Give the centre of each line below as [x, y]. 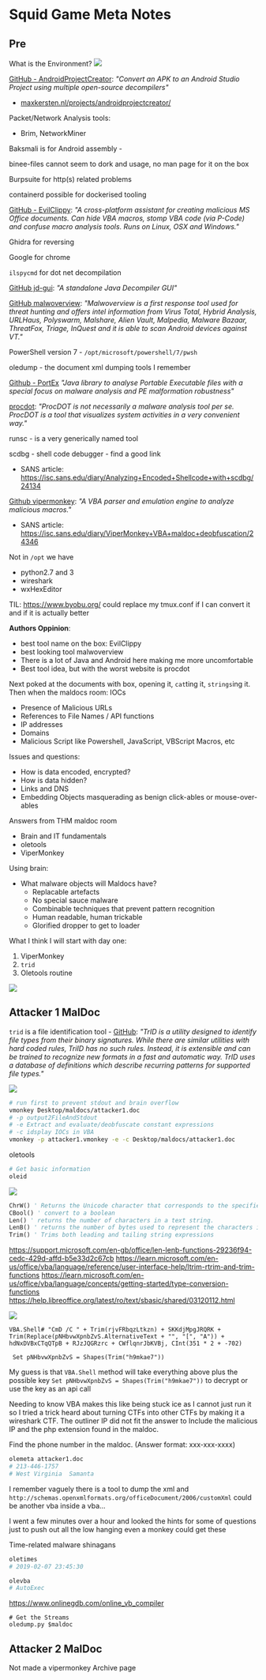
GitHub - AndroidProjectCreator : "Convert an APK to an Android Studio [124, 79]
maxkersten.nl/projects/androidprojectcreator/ [96, 103]
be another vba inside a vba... [57, 1505]
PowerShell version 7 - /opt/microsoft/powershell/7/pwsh [103, 352]
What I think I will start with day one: [68, 941]
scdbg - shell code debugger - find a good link [85, 454]
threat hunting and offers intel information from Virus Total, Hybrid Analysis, [133, 311]
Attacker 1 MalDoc [55, 1013]
